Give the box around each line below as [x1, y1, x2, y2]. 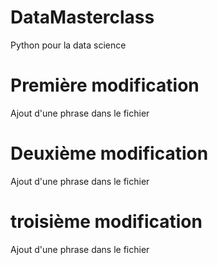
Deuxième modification [10, 142, 209, 165]
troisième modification [10, 211, 203, 233]
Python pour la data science [10, 39, 127, 51]
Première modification [10, 74, 200, 97]
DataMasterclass [10, 6, 155, 29]
